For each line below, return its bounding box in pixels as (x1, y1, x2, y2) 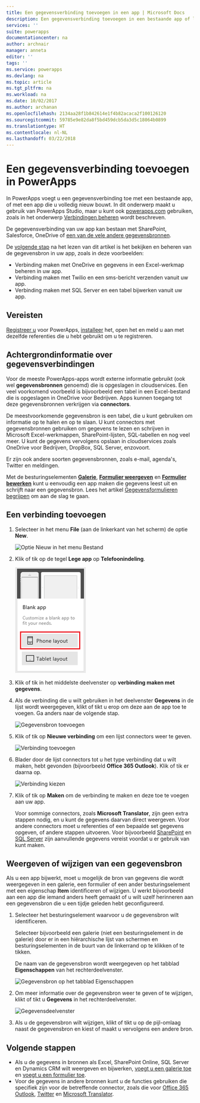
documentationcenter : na (6, 35, 68, 41)
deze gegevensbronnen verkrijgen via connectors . (6, 401, 131, 408)
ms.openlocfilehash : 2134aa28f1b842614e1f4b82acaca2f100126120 (6, 111, 167, 117)
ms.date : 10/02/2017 (6, 98, 58, 104)
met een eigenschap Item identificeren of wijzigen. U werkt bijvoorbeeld (6, 887, 184, 894)
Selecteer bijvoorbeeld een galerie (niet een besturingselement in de (14, 930, 183, 937)
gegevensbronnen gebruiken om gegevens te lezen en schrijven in (6, 424, 170, 432)
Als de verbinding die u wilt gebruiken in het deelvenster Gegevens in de (14, 696, 194, 704)
